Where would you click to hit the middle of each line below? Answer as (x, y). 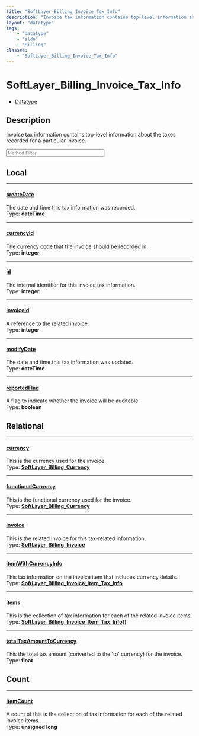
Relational (25, 426)
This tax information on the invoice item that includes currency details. (92, 577)
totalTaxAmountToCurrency (41, 641)
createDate (20, 194)
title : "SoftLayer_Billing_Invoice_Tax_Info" (63, 12)
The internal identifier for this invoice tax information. (71, 285)
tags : (13, 28)
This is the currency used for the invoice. (56, 461)
